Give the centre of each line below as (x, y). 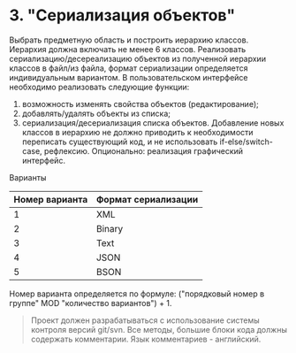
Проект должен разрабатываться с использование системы (145, 320)
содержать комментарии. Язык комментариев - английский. (146, 339)
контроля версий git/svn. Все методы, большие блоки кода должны (159, 329)
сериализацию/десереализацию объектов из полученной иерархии (138, 58)
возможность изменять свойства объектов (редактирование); (140, 104)
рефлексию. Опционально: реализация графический (144, 150)
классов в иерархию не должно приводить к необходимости (137, 132)
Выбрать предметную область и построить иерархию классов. (129, 40)
